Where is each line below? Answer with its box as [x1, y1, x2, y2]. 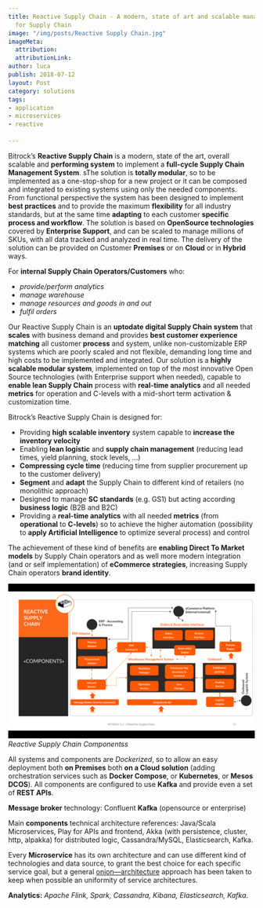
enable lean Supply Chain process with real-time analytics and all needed [8, 380, 250, 390]
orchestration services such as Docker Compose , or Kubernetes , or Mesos [8, 771, 254, 781]
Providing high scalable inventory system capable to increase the [19, 427, 235, 437]
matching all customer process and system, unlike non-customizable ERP [8, 339, 248, 348]
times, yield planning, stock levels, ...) [19, 452, 141, 462]
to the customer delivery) [19, 469, 102, 478]
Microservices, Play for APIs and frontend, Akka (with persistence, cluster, [8, 826, 248, 836]
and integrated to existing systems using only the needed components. [8, 185, 237, 194]
